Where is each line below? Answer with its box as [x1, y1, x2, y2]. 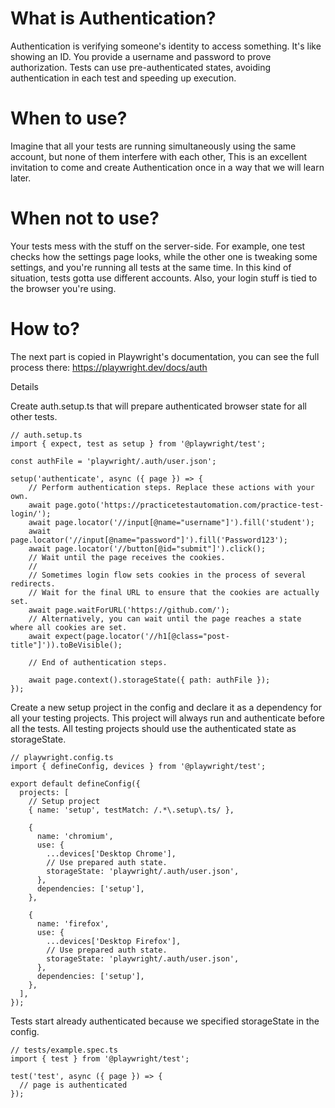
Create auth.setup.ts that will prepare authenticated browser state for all [10, 400, 308, 412]
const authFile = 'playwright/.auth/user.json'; [10, 456, 217, 466]
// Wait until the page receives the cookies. [28, 552, 226, 562]
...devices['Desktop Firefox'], [46, 936, 182, 946]
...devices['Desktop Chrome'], [46, 848, 177, 859]
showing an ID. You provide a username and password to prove [10, 50, 272, 62]
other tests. [10, 410, 58, 422]
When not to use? [10, 207, 160, 230]
